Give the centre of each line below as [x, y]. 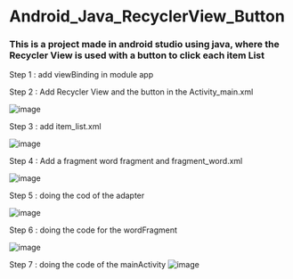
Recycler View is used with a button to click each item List [137, 55]
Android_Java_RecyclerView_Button [147, 16]
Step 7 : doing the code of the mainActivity [88, 265]
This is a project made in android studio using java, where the [144, 45]
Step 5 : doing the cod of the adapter [77, 196]
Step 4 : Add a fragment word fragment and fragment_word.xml [126, 161]
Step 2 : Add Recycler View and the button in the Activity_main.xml [131, 92]
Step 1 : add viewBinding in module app [81, 75]
